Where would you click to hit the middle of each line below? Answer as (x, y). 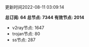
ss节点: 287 (24, 40)
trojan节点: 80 (26, 34)
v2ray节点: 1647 (28, 28)
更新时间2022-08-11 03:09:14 (35, 7)
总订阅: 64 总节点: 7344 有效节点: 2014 (45, 17)
